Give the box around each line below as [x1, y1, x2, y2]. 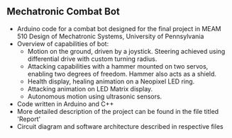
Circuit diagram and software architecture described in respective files [16, 122, 224, 130]
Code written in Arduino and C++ [16, 99, 114, 108]
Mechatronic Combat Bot [6, 6, 120, 18]
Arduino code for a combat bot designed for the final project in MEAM [16, 24, 221, 33]
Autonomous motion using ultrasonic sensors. [27, 92, 162, 100]
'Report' [16, 115, 41, 123]
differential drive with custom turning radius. [27, 54, 158, 63]
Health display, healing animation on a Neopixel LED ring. [27, 77, 195, 86]
